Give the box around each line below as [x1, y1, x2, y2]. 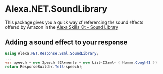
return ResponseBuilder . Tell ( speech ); [5, 64, 83, 69]
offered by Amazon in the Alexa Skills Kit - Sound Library [5, 24, 119, 30]
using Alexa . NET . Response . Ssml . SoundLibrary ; [5, 51, 98, 56]
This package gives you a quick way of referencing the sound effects [5, 19, 144, 25]
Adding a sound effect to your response [5, 38, 128, 47]
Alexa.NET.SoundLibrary [5, 3, 108, 14]
